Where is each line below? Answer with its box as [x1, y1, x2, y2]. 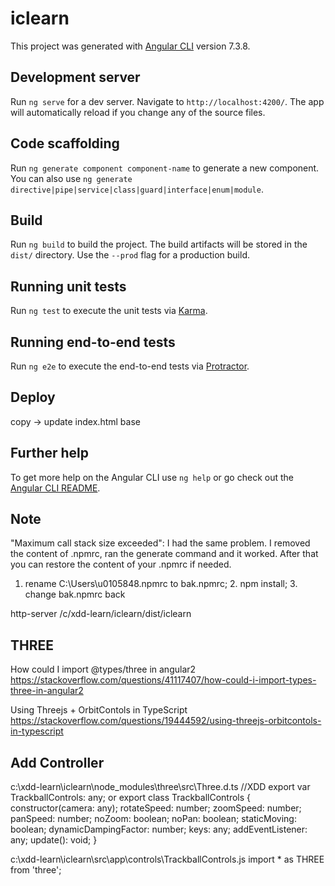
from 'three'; [10, 864, 62, 876]
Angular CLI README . [10, 482, 101, 494]
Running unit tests [10, 278, 127, 295]
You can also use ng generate [10, 172, 133, 184]
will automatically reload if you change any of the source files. [10, 106, 266, 118]
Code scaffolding [10, 135, 120, 152]
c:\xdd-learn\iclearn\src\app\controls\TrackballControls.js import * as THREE [10, 853, 325, 866]
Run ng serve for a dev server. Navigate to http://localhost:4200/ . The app [10, 95, 325, 107]
